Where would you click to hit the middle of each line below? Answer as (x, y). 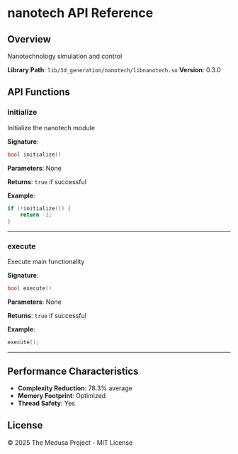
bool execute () (30, 288)
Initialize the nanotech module (51, 127)
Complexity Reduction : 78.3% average (75, 388)
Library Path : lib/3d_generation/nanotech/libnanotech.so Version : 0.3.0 (114, 70)
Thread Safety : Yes (46, 403)
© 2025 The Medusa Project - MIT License (70, 442)
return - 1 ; (36, 215)
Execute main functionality (46, 262)
